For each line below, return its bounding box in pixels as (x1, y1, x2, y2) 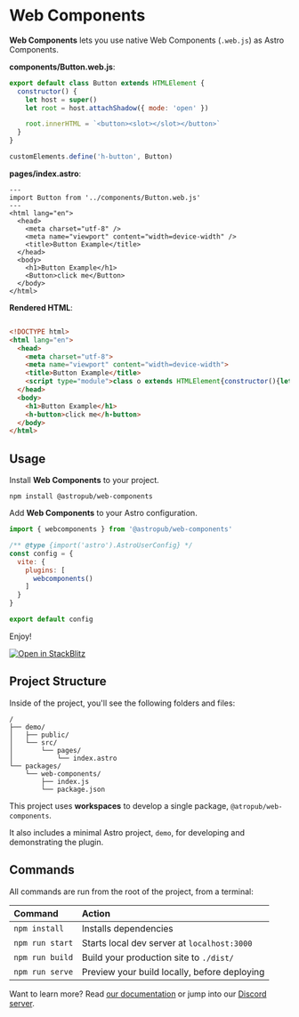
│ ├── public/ (9, 730, 69, 739)
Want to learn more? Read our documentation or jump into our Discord (9, 989, 267, 999)
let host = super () (25, 95, 98, 104)
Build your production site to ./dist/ (81, 951, 234, 964)
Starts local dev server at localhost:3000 (81, 936, 253, 948)
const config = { (9, 549, 74, 558)
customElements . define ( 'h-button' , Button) (9, 152, 174, 161)
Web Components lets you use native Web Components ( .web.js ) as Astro (9, 35, 285, 45)
